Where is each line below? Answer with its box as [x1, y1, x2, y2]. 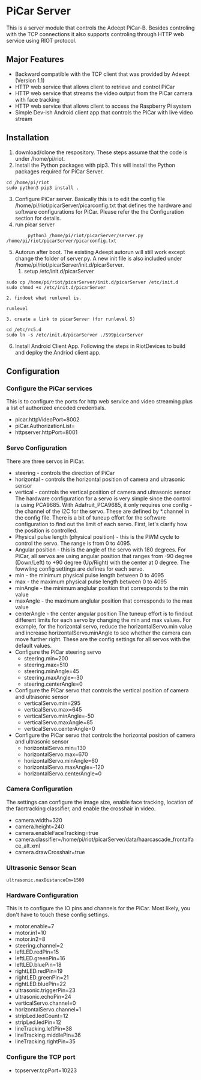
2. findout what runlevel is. [6, 295, 82, 301]
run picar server [14, 221, 55, 228]
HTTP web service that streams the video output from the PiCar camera [14, 89, 193, 97]
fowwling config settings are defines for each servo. [14, 565, 145, 573]
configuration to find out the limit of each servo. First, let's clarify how [14, 520, 188, 527]
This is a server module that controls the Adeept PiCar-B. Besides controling [6, 24, 195, 31]
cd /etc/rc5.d [6, 326, 42, 332]
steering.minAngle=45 [23, 667, 80, 675]
